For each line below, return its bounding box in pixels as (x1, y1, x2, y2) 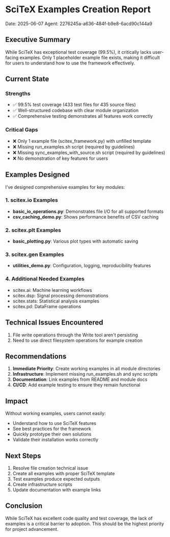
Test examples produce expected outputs (12, 476, 100, 482)
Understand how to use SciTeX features (12, 420, 97, 426)
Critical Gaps (5, 126, 38, 134)
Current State (5, 75, 49, 83)
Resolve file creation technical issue (12, 465, 89, 471)
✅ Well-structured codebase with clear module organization (12, 108, 139, 114)
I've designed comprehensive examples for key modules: (5, 184, 125, 190)
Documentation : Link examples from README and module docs (12, 376, 148, 382)
